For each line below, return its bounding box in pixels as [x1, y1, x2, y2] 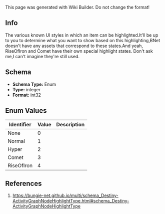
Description [56, 121, 85, 128]
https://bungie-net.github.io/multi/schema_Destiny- [12, 192, 119, 198]
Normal [7, 138, 25, 145]
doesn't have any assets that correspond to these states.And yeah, [5, 43, 143, 49]
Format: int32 [12, 92, 41, 98]
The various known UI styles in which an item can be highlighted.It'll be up [5, 32, 158, 38]
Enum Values [5, 106, 47, 115]
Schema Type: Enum [12, 81, 56, 87]
